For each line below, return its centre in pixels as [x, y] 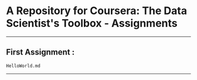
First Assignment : [40, 52]
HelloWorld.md [23, 66]
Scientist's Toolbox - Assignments [92, 23]
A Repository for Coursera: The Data [97, 11]
